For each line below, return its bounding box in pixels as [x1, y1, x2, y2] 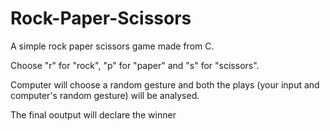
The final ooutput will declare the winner [10, 108, 177, 121]
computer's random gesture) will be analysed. [10, 89, 200, 101]
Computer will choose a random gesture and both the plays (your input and [10, 78, 320, 91]
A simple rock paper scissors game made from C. [10, 40, 215, 52]
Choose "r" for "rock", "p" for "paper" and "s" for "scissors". [10, 59, 260, 71]
